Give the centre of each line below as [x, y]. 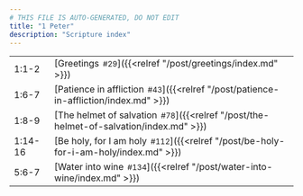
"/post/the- [245, 115]
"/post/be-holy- [250, 141]
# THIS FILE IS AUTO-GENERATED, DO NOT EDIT [94, 18]
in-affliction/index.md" [102, 101]
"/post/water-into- [232, 167]
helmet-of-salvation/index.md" [121, 127]
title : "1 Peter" [42, 26]
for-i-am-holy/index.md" [108, 152]
